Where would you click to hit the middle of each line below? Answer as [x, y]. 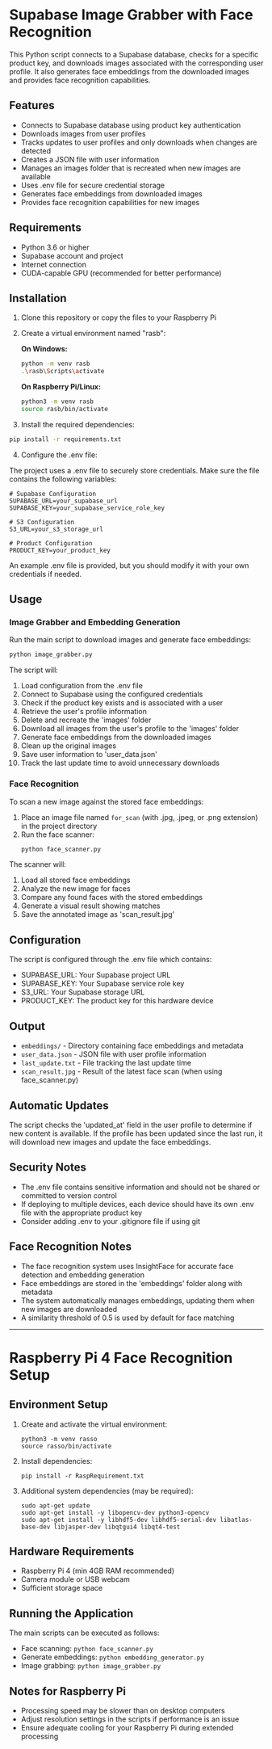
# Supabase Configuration [52, 494]
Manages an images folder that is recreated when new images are [131, 168]
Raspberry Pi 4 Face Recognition [121, 1358]
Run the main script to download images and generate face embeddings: [130, 640]
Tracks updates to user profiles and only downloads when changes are [139, 142]
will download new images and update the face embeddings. [110, 1141]
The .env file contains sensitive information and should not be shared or [140, 1187]
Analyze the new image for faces [76, 889]
